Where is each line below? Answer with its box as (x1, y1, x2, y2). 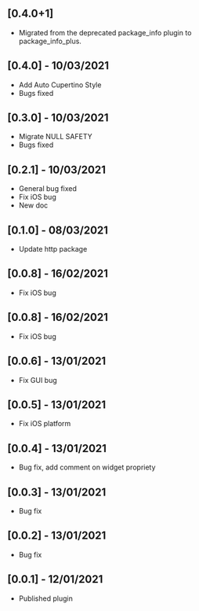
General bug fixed (18, 184, 78, 193)
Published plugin (18, 594, 74, 603)
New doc (18, 201, 49, 210)
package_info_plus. (18, 36, 81, 46)
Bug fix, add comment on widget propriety (18, 462, 156, 472)
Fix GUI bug (18, 375, 58, 385)
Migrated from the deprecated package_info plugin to (18, 28, 192, 37)
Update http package (18, 245, 88, 254)
